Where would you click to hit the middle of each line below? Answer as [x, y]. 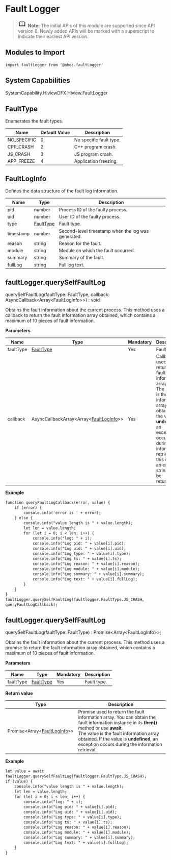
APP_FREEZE [21, 161]
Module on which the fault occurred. [97, 251]
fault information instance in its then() [118, 723]
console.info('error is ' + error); [62, 513]
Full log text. [72, 265]
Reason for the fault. [80, 243]
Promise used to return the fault [111, 712]
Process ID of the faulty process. [93, 209]
